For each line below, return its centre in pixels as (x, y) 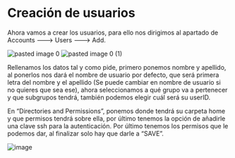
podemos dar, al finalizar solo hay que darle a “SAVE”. (86, 133)
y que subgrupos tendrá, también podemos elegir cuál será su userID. (109, 97)
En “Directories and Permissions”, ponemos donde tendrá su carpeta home (116, 111)
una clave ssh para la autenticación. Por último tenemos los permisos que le (118, 126)
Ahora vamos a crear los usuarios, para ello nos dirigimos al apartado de (113, 32)
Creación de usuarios (71, 13)
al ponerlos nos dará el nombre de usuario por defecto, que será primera (113, 75)
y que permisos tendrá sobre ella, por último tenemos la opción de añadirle (116, 119)
